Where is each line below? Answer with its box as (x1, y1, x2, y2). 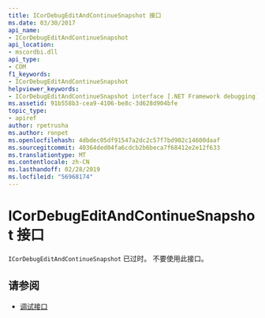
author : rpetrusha (8, 122, 69, 129)
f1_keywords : (8, 70, 51, 78)
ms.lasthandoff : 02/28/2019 (8, 166, 101, 174)
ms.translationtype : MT (8, 151, 87, 159)
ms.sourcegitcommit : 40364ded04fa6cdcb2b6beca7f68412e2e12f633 (8, 144, 221, 152)
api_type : (8, 56, 41, 64)
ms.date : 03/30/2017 (8, 19, 77, 27)
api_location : (8, 41, 55, 49)
